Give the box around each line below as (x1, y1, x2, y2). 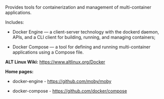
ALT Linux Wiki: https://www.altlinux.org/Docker (5, 59, 105, 64)
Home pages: (5, 68, 34, 74)
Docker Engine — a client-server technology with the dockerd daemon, (12, 29, 159, 34)
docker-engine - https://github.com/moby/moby (12, 78, 111, 84)
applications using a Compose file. (12, 49, 84, 55)
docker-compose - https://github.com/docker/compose (12, 88, 127, 94)
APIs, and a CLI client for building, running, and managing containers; (12, 34, 156, 40)
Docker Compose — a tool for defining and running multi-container (12, 44, 151, 49)
